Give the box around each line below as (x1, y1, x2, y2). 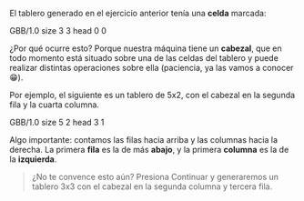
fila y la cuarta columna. (9, 99, 100, 110)
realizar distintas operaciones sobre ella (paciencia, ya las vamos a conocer (9, 63, 294, 73)
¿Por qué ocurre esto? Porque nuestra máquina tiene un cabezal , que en (9, 43, 282, 54)
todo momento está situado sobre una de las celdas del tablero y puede (9, 53, 279, 63)
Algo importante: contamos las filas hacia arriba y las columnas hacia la (9, 135, 279, 145)
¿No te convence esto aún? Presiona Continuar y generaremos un (31, 172, 279, 182)
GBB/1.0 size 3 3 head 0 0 (9, 25, 107, 35)
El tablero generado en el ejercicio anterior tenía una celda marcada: (9, 8, 267, 18)
